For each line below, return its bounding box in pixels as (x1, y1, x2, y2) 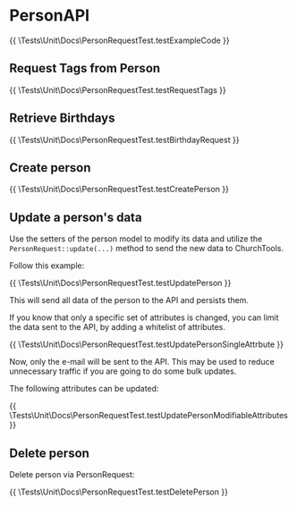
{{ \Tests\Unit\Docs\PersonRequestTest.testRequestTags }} (9, 84, 226, 95)
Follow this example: (9, 260, 85, 271)
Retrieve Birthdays (9, 111, 115, 126)
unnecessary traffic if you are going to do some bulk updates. (9, 366, 237, 376)
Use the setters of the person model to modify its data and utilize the (9, 233, 263, 244)
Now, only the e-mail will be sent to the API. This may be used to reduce (9, 357, 275, 367)
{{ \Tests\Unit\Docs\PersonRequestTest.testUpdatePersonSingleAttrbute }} (9, 339, 284, 350)
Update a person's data (9, 209, 142, 224)
